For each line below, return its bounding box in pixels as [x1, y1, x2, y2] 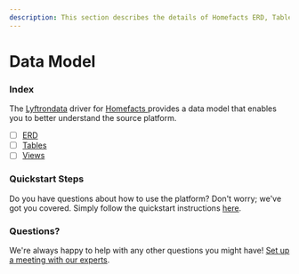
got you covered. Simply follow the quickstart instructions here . [9, 202, 242, 214]
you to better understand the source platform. [9, 113, 177, 124]
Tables [21, 140, 47, 151]
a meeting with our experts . [9, 254, 110, 265]
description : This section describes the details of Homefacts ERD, [9, 12, 269, 22]
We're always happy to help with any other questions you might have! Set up [9, 245, 290, 255]
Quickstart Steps [9, 173, 85, 185]
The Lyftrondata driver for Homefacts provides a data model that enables [9, 103, 278, 114]
